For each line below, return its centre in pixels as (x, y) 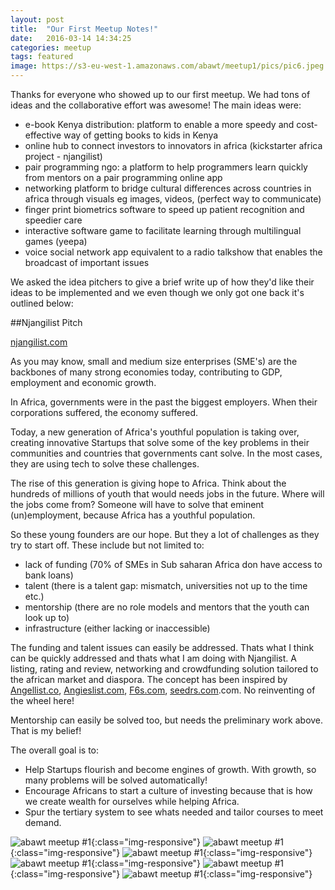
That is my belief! (46, 730)
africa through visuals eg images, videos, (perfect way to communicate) (173, 199)
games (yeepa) (56, 241)
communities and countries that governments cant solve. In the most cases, (166, 453)
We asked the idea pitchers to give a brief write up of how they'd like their (162, 282)
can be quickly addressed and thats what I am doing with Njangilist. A (153, 658)
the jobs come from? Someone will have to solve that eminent (137, 504)
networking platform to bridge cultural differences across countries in (168, 188)
